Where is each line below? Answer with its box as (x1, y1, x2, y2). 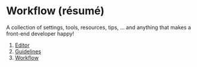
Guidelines (14, 47, 42, 55)
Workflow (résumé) (6, 4, 104, 18)
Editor (14, 42, 30, 49)
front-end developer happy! (6, 30, 75, 37)
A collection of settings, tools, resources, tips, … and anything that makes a (6, 24, 191, 31)
